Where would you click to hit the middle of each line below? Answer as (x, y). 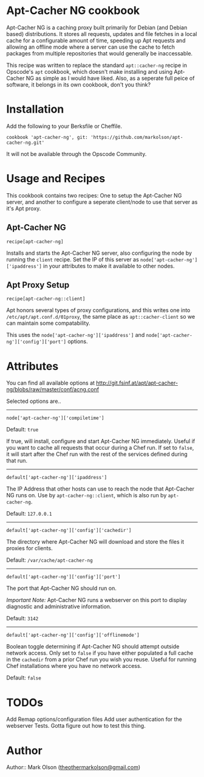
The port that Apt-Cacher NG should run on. (61, 588)
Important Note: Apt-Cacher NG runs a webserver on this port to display (97, 600)
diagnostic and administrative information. (59, 606)
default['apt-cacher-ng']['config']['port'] (63, 577)
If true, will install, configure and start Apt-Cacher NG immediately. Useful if (101, 441)
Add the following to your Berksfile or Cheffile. (64, 126)
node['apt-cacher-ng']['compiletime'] (55, 418)
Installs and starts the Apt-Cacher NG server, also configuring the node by (99, 253)
